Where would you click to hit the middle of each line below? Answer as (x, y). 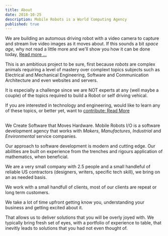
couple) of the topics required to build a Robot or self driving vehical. (76, 96)
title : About (19, 10)
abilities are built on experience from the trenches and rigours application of (84, 151)
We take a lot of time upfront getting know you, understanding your (75, 202)
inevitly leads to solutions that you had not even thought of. (67, 228)
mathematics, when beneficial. (37, 157)
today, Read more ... (26, 55)
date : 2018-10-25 (23, 15)
